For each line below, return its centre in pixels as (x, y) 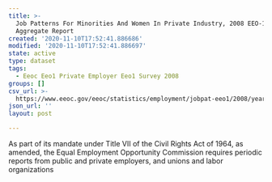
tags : (17, 69)
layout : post (30, 114)
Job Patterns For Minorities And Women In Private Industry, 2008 (130, 23)
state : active (32, 53)
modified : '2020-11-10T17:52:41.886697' (78, 46)
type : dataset (32, 61)
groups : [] (27, 83)
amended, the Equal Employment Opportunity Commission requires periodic (136, 152)
